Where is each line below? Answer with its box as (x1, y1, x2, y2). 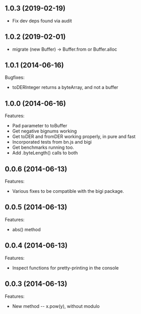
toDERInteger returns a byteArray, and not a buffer (12, 84, 119, 91)
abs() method (12, 226, 41, 232)
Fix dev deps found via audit (12, 17, 72, 24)
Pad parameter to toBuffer (12, 123, 67, 129)
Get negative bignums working (12, 128, 77, 134)
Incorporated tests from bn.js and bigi (12, 139, 92, 145)
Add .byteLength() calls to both (12, 150, 78, 156)
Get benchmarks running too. (12, 144, 75, 150)
